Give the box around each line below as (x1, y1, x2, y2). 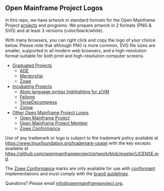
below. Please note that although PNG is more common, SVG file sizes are (5, 42, 156, 48)
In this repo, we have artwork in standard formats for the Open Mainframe (5, 17, 156, 23)
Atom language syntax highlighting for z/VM (19, 88, 110, 94)
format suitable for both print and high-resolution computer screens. (5, 53, 144, 59)
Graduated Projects (12, 62, 52, 68)
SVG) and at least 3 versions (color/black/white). (5, 27, 104, 34)
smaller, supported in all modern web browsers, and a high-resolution (5, 47, 147, 53)
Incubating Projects (12, 83, 52, 89)
